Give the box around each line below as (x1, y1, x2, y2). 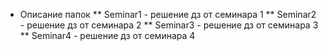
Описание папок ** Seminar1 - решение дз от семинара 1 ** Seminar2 (19, 9, 317, 20)
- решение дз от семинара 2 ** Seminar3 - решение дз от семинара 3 (19, 19, 319, 31)
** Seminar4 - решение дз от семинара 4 (19, 30, 196, 41)
